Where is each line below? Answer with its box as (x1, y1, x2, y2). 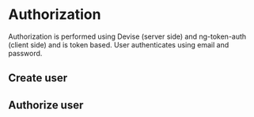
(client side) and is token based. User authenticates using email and (8, 40, 229, 49)
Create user (8, 71, 68, 85)
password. (8, 48, 43, 58)
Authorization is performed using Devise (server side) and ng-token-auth (8, 32, 247, 41)
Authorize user (8, 98, 84, 111)
